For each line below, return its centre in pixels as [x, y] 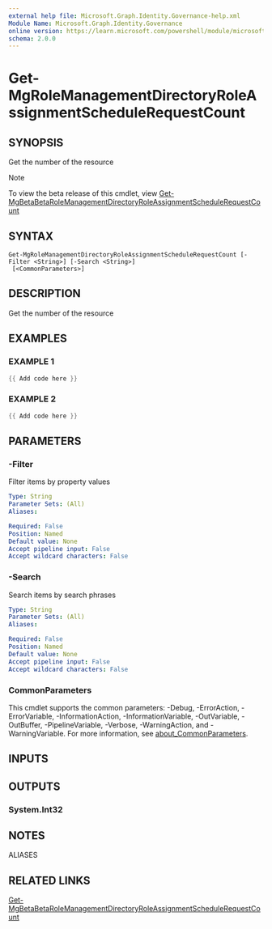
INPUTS [28, 759]
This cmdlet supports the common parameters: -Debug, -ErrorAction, [124, 707]
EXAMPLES [38, 339]
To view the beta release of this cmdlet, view [83, 193]
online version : [36, 31]
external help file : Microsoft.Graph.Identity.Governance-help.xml [125, 16]
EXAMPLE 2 [32, 399]
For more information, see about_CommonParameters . [158, 733]
